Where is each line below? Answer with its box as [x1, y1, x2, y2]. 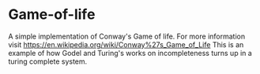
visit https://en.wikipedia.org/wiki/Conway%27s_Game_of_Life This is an [8, 39, 244, 49]
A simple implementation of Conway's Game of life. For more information [8, 31, 246, 41]
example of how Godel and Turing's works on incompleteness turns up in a [8, 48, 253, 57]
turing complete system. [8, 57, 88, 66]
